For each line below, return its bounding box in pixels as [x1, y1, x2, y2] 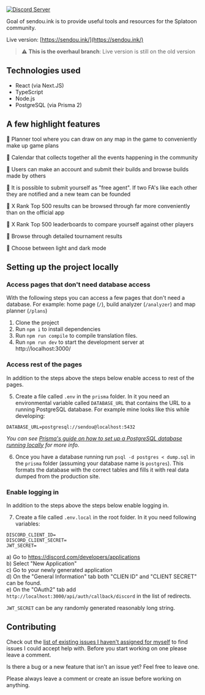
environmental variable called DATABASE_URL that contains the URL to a [15, 399, 191, 406]
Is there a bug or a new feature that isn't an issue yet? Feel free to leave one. [6, 663, 199, 670]
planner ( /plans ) [6, 307, 48, 314]
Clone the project [15, 319, 59, 327]
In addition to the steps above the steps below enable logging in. [6, 502, 170, 509]
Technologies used [6, 65, 81, 76]
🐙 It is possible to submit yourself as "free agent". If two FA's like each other [6, 184, 198, 191]
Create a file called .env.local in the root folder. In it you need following [15, 513, 197, 521]
